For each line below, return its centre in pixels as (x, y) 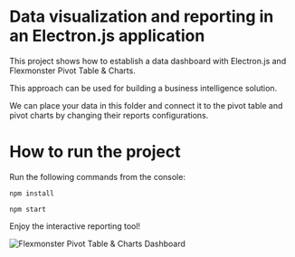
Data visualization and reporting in (142, 17)
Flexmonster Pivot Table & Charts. (72, 71)
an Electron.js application (107, 36)
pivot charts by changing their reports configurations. (109, 115)
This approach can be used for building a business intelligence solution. (143, 88)
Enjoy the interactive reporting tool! (75, 226)
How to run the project (95, 152)
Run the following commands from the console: (97, 176)
